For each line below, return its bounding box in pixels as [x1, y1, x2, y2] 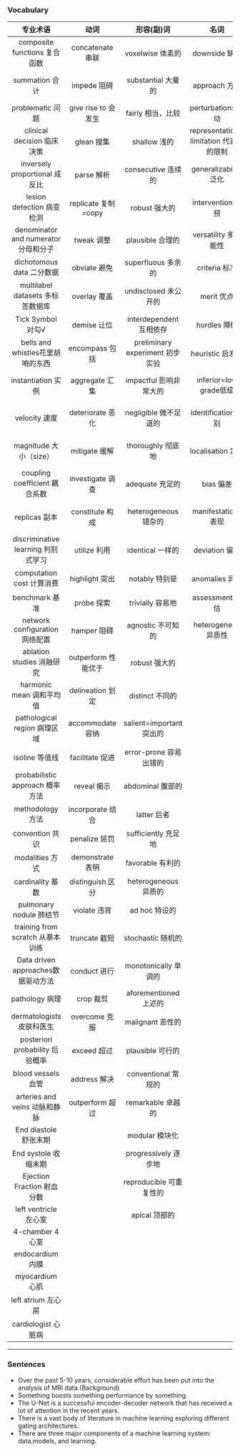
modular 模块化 [127, 1131, 179, 1141]
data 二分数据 [13, 267, 59, 277]
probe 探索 [74, 598, 111, 608]
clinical [24, 126, 49, 136]
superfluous [124, 257, 166, 267]
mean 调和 [11, 690, 47, 700]
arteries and [16, 1092, 57, 1102]
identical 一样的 [126, 545, 179, 555]
